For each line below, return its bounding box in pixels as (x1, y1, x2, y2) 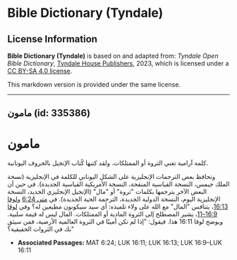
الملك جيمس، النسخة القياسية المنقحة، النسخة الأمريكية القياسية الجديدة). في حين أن (7, 180, 230, 188)
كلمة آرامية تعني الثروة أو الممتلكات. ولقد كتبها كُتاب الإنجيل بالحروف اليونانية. (7, 159, 208, 167)
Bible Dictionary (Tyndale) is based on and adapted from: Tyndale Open (7, 51, 219, 60)
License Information (7, 33, 97, 45)
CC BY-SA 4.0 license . (7, 67, 73, 75)
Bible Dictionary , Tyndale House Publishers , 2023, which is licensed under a (7, 59, 229, 68)
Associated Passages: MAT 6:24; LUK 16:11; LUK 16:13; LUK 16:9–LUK (17, 238, 222, 247)
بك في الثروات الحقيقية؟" (7, 225, 75, 233)
